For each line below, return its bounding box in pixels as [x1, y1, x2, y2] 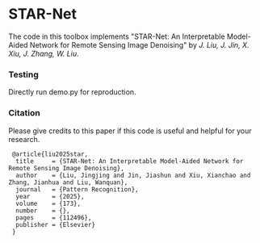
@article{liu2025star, [11, 150, 89, 158]
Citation [8, 107, 40, 119]
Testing [8, 69, 39, 80]
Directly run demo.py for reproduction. [8, 87, 136, 97]
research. [8, 134, 40, 144]
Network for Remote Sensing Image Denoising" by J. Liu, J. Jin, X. [29, 40, 250, 49]
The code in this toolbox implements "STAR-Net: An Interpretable [8, 31, 225, 41]
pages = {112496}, [15, 213, 92, 222]
